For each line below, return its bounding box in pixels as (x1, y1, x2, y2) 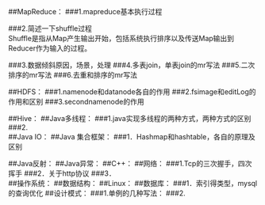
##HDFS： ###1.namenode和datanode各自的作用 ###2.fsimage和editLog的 (8, 87, 256, 97)
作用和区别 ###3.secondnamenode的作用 (8, 97, 144, 106)
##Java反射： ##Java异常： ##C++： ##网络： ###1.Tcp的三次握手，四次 (8, 159, 252, 168)
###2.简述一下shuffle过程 (8, 24, 93, 33)
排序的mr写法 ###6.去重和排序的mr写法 (8, 70, 137, 79)
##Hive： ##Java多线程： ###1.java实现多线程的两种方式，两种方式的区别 (8, 114, 252, 123)
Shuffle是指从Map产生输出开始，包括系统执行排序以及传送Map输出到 (8, 34, 235, 43)
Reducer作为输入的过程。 (8, 44, 92, 53)
